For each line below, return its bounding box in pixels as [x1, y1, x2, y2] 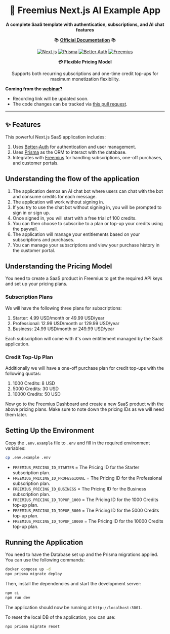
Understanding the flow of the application [5, 174, 140, 183]
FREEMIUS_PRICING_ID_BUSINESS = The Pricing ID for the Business [12, 485, 147, 491]
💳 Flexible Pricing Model [58, 58, 112, 65]
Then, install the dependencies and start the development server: [5, 581, 142, 587]
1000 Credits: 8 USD [12, 380, 56, 386]
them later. [5, 411, 28, 417]
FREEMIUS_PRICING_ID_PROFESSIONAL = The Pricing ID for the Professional [12, 475, 162, 481]
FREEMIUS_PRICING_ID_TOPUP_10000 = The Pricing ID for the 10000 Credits [12, 518, 163, 524]
